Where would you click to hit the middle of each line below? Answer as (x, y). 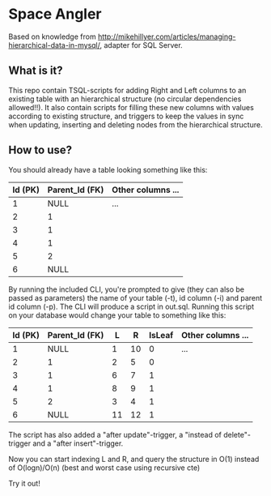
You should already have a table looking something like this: (108, 169)
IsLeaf (161, 335)
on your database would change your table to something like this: (117, 315)
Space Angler (55, 14)
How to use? (40, 150)
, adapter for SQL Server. (142, 45)
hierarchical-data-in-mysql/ (54, 45)
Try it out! (24, 483)
